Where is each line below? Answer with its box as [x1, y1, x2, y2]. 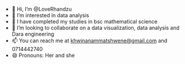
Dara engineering [11, 31, 54, 38]
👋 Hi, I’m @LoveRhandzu [11, 6, 72, 12]
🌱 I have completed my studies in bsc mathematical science [11, 18, 158, 25]
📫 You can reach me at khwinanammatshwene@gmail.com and [11, 37, 167, 44]
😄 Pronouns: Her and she [11, 52, 75, 59]
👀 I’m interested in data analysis [11, 12, 90, 19]
